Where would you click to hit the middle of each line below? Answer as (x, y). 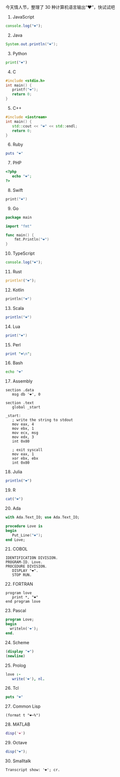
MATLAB (21, 724)
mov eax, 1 (23, 454)
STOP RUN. (22, 575)
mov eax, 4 (23, 424)
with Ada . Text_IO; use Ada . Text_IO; (43, 517)
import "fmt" (19, 226)
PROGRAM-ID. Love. (24, 562)
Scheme (21, 642)
